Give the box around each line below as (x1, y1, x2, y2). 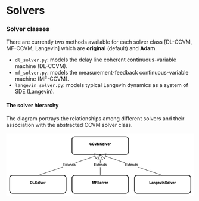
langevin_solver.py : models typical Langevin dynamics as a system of (14, 82, 189, 89)
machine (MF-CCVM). (14, 75, 70, 82)
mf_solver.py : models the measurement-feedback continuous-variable (14, 69, 189, 76)
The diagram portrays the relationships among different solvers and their (6, 115, 185, 122)
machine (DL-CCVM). (14, 63, 68, 70)
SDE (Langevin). (14, 88, 55, 95)
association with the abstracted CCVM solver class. (6, 121, 133, 128)
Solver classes (6, 25, 49, 33)
